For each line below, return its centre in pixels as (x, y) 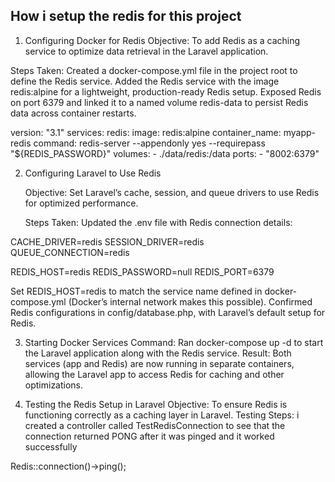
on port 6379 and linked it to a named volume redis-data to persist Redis (159, 102)
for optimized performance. (81, 203)
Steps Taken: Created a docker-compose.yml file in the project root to (154, 70)
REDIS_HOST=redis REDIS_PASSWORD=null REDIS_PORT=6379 (142, 271)
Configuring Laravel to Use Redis (93, 173)
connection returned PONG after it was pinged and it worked (149, 436)
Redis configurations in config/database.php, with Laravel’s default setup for (168, 312)
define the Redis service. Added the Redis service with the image (145, 81)
